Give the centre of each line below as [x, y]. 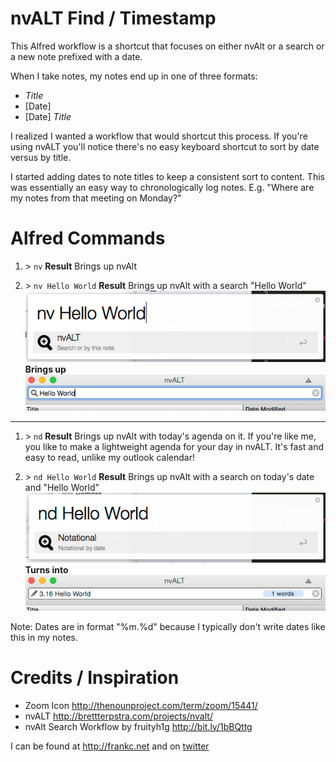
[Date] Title [48, 116]
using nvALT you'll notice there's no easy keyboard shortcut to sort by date [165, 146]
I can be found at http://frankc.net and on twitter [110, 746]
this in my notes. [44, 637]
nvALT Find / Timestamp [113, 18]
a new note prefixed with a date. [76, 56]
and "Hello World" [62, 487]
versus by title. [41, 157]
